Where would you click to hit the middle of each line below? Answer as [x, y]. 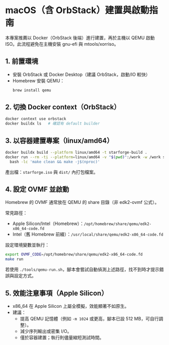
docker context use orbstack [36, 119]
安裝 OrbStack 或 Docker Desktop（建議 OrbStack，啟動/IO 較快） [81, 74]
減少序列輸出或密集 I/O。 [46, 331]
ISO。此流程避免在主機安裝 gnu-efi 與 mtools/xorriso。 [62, 44]
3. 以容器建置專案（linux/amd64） [59, 140]
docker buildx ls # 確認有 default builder [53, 124]
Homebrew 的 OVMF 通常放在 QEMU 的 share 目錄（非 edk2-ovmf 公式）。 [82, 202]
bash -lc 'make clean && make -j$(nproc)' [55, 162]
